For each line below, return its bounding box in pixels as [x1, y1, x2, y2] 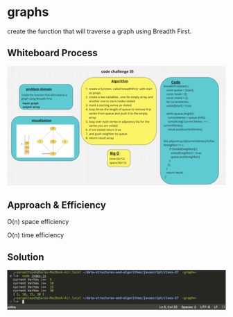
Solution [7, 251, 44, 263]
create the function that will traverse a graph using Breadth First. [7, 27, 192, 35]
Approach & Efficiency [7, 199, 106, 211]
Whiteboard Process [7, 47, 98, 59]
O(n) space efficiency [7, 218, 69, 226]
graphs [7, 4, 49, 20]
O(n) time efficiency [7, 231, 64, 239]
